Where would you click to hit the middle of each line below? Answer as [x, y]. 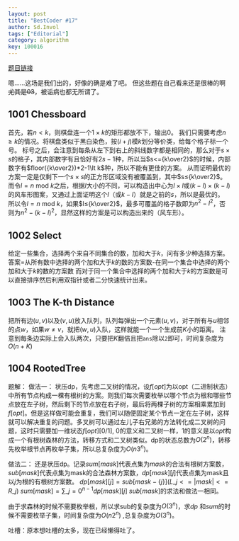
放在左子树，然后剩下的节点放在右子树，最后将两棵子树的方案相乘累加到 [119, 404]
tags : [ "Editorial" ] [39, 34]
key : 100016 [26, 47]
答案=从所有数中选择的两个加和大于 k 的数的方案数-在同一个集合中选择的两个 [119, 262]
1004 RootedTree [47, 369]
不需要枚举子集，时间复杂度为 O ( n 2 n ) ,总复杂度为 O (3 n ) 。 [96, 514]
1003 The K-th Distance [62, 303]
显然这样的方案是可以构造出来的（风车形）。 [124, 212]
